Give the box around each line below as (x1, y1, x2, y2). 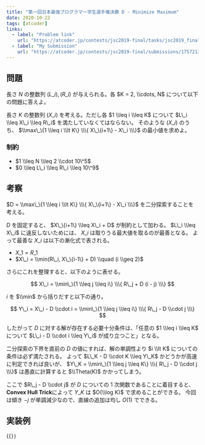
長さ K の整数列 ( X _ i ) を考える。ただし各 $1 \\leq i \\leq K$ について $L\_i (6, 111, 188, 118)
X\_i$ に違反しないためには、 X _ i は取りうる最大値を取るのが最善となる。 (6, 229, 192, 236)
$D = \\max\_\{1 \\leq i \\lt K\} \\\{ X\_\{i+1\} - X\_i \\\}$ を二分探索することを (6, 200, 194, 208)
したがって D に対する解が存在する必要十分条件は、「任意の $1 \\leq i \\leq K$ (6, 324, 199, 331)
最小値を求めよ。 (147, 126, 190, 133)
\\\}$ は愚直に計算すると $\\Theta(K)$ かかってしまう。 (6, 368, 145, 375)
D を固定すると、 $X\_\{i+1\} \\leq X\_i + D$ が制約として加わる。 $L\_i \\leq (6, 221, 196, 228)
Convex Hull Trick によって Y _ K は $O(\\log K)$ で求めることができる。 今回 (6, 388, 196, 395)
